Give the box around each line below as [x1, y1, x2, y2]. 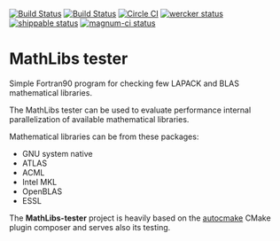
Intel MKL [21, 176, 58, 187]
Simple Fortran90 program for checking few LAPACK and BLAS [9, 78, 240, 89]
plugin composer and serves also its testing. [9, 222, 171, 232]
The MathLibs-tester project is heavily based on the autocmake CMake [9, 213, 272, 223]
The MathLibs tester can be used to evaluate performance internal [9, 105, 252, 115]
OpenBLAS [21, 186, 63, 197]
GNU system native [21, 148, 93, 159]
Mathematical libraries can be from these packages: [9, 131, 199, 142]
